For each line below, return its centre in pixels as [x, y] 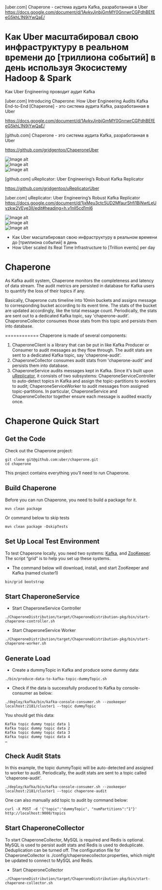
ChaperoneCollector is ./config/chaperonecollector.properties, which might [80, 855]
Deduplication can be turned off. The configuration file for [63, 850]
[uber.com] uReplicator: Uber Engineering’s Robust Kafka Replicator [73, 198]
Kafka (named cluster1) [35, 573]
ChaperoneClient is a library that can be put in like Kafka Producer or [81, 345]
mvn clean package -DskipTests [37, 527]
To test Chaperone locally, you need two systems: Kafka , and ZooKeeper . [78, 553]
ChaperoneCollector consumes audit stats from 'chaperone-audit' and [82, 360]
